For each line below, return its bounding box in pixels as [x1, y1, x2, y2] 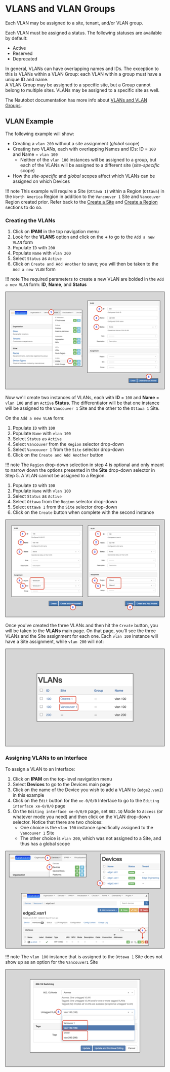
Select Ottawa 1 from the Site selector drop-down [12, 504, 117, 510]
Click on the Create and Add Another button [12, 452, 104, 458]
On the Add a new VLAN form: [5, 415, 65, 421]
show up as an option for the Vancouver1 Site [5, 959, 98, 965]
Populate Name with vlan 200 [12, 250, 71, 256]
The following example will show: [5, 131, 74, 137]
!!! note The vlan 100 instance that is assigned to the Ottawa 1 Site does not [5, 953, 163, 960]
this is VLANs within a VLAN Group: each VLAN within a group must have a [5, 71, 161, 77]
